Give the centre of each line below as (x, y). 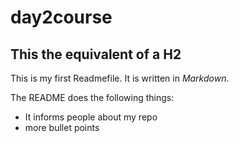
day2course (61, 17)
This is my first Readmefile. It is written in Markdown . (120, 78)
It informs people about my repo (91, 117)
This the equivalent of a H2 (96, 54)
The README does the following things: (92, 97)
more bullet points (62, 127)
